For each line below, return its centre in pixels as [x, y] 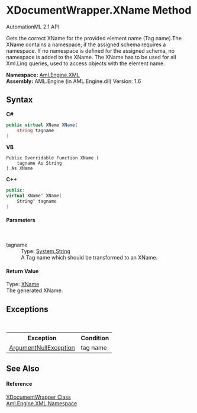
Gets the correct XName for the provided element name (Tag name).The [94, 38]
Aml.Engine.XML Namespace [42, 403]
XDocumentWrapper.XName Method [99, 10]
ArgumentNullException [42, 348]
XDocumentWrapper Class [38, 397]
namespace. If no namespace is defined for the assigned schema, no [91, 50]
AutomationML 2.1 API [33, 27]
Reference [19, 384]
